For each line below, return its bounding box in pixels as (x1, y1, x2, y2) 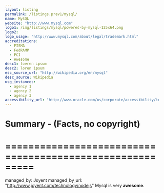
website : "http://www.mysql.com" (5, 20, 73, 26)
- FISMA (9, 43, 25, 48)
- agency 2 (9, 88, 32, 93)
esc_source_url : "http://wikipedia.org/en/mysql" (5, 70, 108, 75)
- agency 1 (9, 84, 32, 89)
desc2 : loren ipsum (5, 66, 45, 71)
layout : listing (5, 7, 38, 12)
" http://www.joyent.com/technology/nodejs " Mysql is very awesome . (5, 183, 145, 189)
